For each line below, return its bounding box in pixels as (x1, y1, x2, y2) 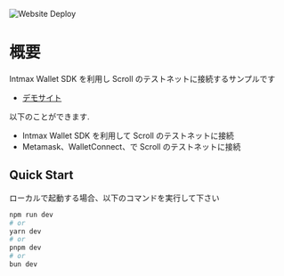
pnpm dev (9, 243, 42, 253)
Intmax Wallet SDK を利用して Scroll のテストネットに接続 (21, 130, 234, 141)
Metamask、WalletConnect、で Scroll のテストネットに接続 (21, 141, 241, 151)
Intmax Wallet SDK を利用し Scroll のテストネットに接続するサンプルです (9, 73, 276, 84)
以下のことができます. (9, 111, 91, 122)
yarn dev (9, 227, 42, 236)
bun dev (9, 260, 38, 269)
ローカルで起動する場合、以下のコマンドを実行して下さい (9, 192, 220, 203)
